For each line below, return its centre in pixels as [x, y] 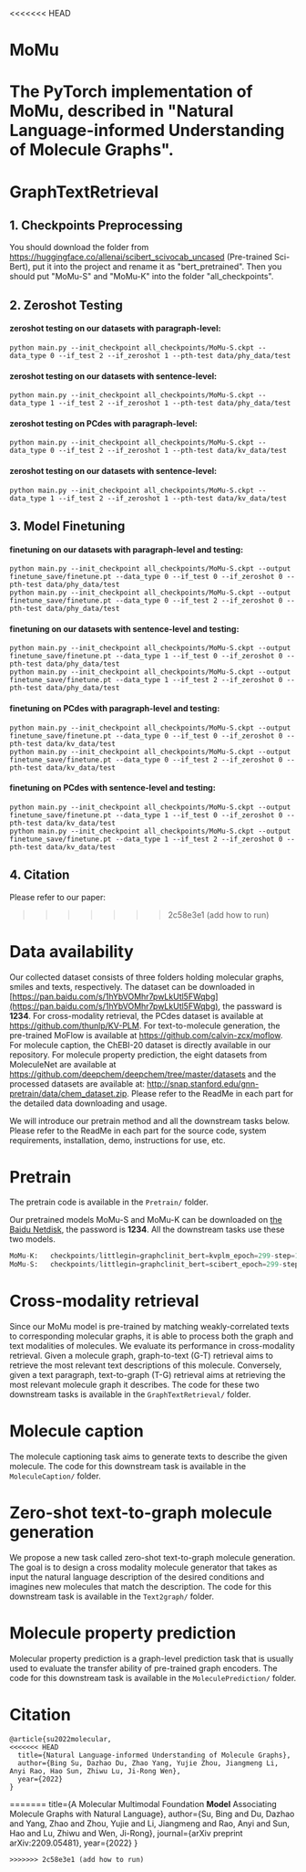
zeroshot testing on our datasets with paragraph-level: [115, 329]
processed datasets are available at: [77, 1083]
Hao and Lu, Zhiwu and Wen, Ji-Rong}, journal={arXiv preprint [126, 1833]
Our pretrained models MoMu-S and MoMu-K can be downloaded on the [146, 1220]
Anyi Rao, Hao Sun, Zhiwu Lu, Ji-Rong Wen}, [95, 1771]
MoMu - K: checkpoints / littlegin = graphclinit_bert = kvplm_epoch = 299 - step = [153, 1256]
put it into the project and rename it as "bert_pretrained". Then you [157, 267]
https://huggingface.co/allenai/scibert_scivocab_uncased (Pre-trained [141, 257]
